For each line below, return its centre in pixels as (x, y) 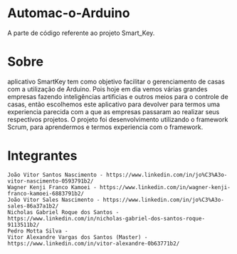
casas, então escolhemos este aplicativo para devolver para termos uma (114, 104)
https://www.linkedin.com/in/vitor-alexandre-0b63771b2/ (94, 243)
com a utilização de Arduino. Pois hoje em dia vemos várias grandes (107, 89)
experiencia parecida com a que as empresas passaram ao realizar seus (114, 111)
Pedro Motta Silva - (38, 231)
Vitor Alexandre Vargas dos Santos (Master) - (78, 237)
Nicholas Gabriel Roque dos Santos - (63, 212)
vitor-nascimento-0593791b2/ (51, 181)
